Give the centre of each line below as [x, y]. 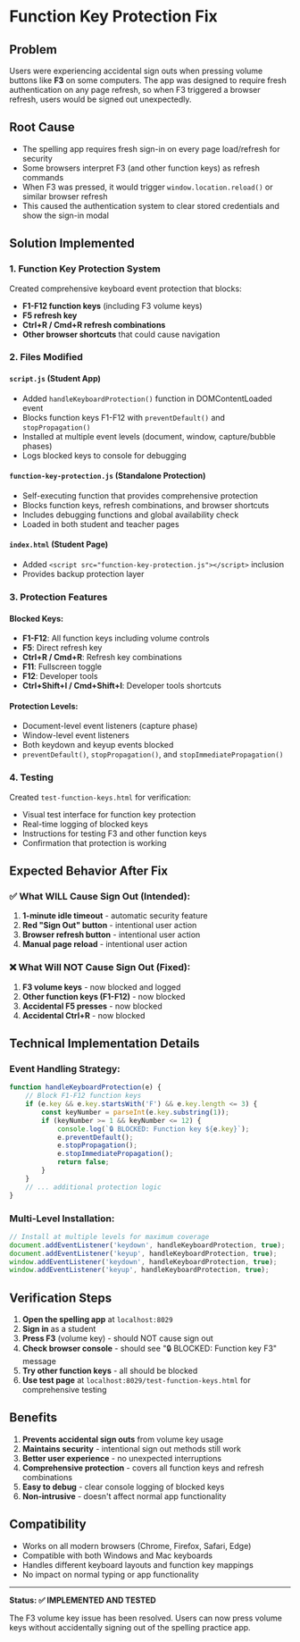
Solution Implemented [72, 243]
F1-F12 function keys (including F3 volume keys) [112, 306]
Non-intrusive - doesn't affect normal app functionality [124, 1496]
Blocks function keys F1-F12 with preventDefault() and [124, 417]
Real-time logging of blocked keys [85, 824]
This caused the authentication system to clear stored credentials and [150, 205]
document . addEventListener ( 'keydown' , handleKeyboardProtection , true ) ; [147, 1245]
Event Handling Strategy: [65, 1068]
